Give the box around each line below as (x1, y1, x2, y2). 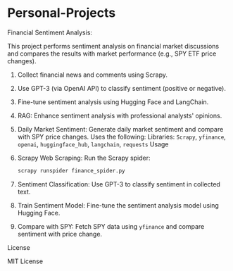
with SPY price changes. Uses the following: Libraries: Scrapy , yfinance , (17, 132, 227, 141)
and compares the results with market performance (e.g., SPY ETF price (7, 49, 217, 58)
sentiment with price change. (17, 229, 103, 238)
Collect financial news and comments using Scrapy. (17, 70, 168, 79)
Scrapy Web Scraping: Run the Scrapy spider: (17, 153, 151, 162)
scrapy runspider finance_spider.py (17, 167, 125, 174)
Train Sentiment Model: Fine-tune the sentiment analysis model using (17, 201, 220, 209)
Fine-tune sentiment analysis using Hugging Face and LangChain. (17, 97, 209, 106)
